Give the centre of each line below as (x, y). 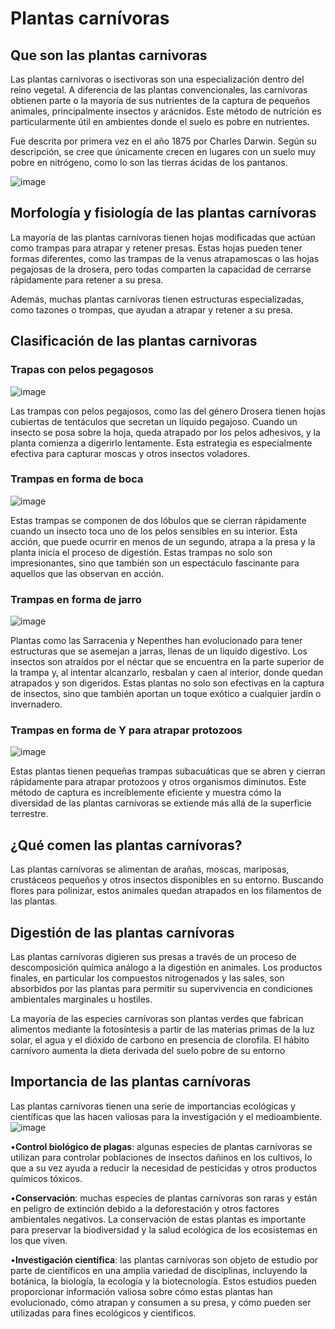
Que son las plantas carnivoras (109, 55)
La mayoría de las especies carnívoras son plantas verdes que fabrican (157, 1019)
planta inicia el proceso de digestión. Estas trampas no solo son (141, 552)
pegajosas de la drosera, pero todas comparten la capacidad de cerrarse (161, 269)
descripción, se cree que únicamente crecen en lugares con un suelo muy (163, 151)
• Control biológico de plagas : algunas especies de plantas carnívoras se (161, 1146)
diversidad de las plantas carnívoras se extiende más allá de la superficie (161, 803)
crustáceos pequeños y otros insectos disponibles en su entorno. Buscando (167, 880)
